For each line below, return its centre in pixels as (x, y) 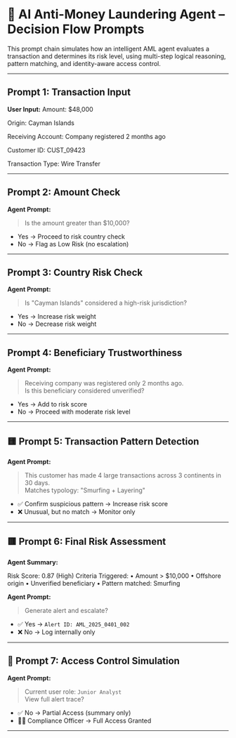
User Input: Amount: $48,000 (50, 109)
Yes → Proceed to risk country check (71, 236)
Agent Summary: (33, 562)
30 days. (37, 483)
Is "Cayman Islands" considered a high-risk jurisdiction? (106, 303)
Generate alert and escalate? (66, 610)
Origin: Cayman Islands (41, 123)
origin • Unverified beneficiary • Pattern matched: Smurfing (94, 583)
